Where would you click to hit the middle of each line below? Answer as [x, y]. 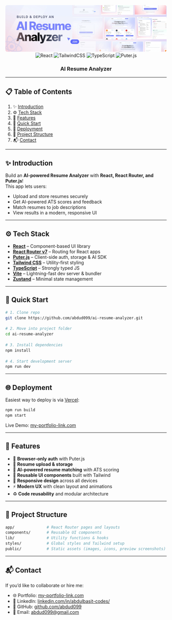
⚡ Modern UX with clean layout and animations [62, 486]
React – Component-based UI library [51, 246]
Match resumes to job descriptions [49, 207]
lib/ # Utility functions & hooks [57, 538]
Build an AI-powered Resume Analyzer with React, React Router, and [79, 175]
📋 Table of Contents [39, 92]
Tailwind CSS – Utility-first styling [48, 262]
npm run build [20, 410]
